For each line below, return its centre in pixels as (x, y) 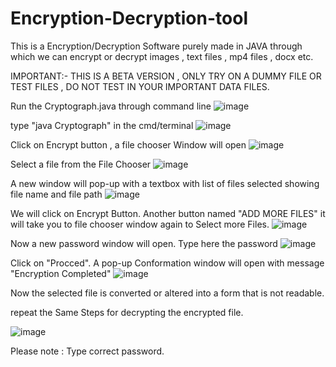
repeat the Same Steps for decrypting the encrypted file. (127, 312)
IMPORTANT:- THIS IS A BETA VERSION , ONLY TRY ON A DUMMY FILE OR (166, 76)
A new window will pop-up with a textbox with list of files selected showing (165, 183)
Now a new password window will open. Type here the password (144, 243)
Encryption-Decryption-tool (129, 18)
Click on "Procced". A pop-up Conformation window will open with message (167, 263)
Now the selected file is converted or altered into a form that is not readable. (167, 293)
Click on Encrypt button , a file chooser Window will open (128, 144)
